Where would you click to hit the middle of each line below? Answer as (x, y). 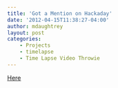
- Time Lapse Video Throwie (60, 58)
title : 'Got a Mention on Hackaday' (60, 13)
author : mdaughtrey (35, 26)
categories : (24, 39)
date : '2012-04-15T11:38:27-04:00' (58, 20)
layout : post (26, 33)
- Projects (35, 45)
